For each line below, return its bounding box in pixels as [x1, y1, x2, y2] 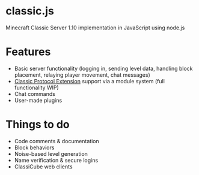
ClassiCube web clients [14, 163, 73, 170]
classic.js [5, 4, 55, 18]
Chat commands [14, 90, 55, 97]
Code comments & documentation [14, 137, 100, 144]
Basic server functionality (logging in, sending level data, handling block [14, 65, 193, 72]
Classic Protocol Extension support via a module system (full [14, 77, 165, 85]
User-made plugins [14, 96, 63, 104]
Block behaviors [14, 144, 55, 151]
